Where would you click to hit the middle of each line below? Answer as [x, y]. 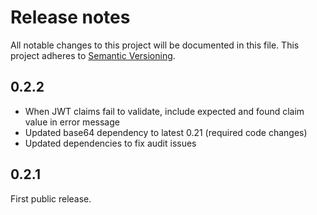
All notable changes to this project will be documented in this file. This [155, 45]
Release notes [70, 17]
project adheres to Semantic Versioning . [93, 55]
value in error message [72, 122]
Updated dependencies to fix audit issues [110, 143]
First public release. [51, 198]
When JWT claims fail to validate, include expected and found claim [164, 111]
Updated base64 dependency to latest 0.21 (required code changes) [166, 132]
